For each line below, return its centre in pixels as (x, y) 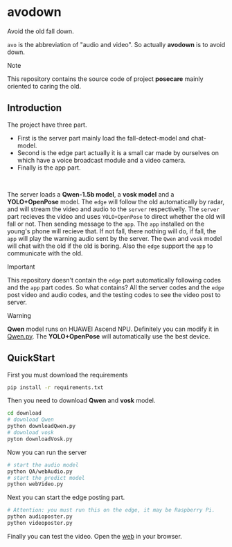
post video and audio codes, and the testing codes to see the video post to (114, 294)
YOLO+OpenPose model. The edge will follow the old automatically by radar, (116, 201)
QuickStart (31, 358)
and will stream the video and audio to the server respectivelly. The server (114, 209)
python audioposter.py (40, 517)
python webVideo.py (35, 484)
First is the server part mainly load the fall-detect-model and (103, 138)
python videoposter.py (40, 523)
